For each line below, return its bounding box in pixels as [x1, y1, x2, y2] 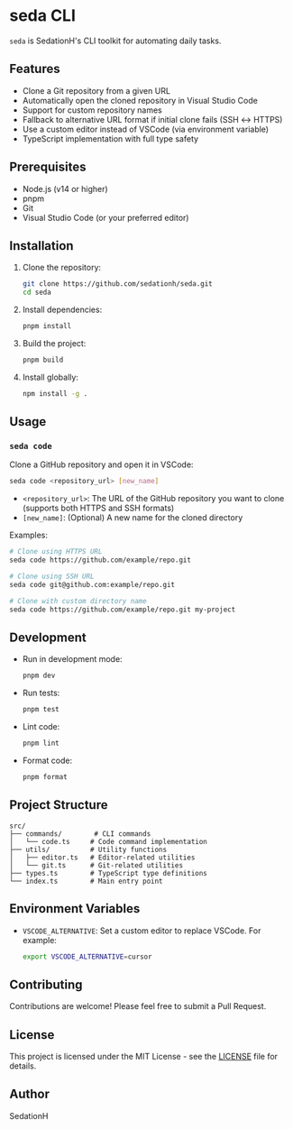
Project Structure [9, 797, 108, 812]
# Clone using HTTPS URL [9, 547, 103, 556]
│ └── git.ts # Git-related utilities [9, 860, 183, 870]
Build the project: [22, 338, 87, 348]
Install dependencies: [22, 304, 103, 316]
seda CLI [9, 5, 77, 26]
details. [9, 1060, 37, 1071]
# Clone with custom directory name [9, 596, 147, 605]
